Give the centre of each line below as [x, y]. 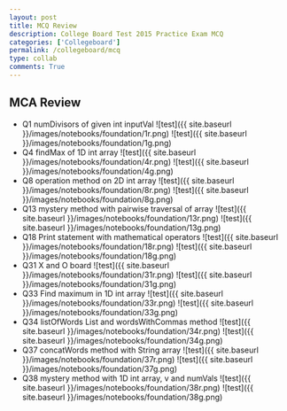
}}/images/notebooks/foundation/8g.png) [97, 199]
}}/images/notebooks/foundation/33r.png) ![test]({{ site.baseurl [138, 303]
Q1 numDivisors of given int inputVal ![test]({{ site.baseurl [127, 124]
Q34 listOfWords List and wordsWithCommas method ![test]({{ [136, 322]
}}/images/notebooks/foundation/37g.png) [100, 368]
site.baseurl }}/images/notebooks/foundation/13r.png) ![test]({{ [137, 218]
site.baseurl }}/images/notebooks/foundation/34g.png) [122, 340]
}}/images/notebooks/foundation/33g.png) [100, 312]
